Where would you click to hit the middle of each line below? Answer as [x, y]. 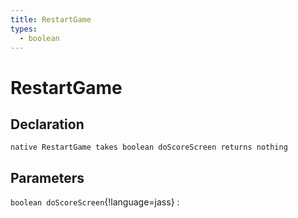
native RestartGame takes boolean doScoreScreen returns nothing [149, 147]
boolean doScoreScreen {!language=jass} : [95, 202]
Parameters [47, 177]
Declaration [47, 124]
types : [24, 29]
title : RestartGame [51, 19]
